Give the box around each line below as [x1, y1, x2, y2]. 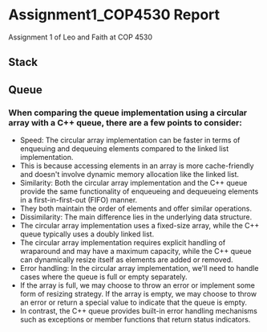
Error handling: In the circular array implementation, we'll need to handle [19, 264, 259, 273]
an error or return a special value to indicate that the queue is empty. [19, 297, 247, 307]
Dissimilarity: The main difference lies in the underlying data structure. [19, 212, 253, 222]
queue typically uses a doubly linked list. [19, 229, 155, 239]
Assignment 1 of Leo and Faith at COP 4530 [8, 32, 153, 42]
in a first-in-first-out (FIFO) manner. [19, 195, 138, 205]
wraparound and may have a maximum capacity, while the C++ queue [19, 247, 252, 256]
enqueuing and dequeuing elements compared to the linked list [19, 144, 229, 154]
